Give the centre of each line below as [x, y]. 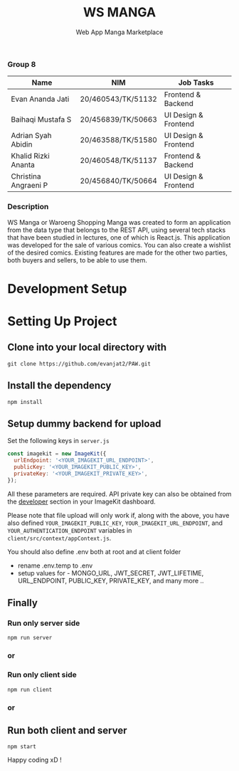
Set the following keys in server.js [58, 441]
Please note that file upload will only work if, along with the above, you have [118, 515]
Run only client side [42, 675]
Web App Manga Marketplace [119, 32]
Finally [22, 603]
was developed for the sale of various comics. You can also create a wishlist [119, 245]
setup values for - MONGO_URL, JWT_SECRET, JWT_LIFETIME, [111, 573]
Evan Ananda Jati [40, 99]
